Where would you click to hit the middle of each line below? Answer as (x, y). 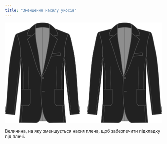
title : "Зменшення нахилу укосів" (41, 10)
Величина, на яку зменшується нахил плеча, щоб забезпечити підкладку (83, 131)
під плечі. (15, 136)
